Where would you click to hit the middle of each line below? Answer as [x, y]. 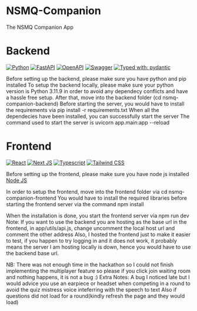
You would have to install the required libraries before [122, 198]
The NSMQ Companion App [40, 27]
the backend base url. [33, 253]
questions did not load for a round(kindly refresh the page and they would [96, 296]
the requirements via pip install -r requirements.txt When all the [83, 110]
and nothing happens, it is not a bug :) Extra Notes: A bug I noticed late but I [98, 277]
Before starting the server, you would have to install [122, 104]
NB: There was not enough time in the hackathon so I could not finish [90, 264]
